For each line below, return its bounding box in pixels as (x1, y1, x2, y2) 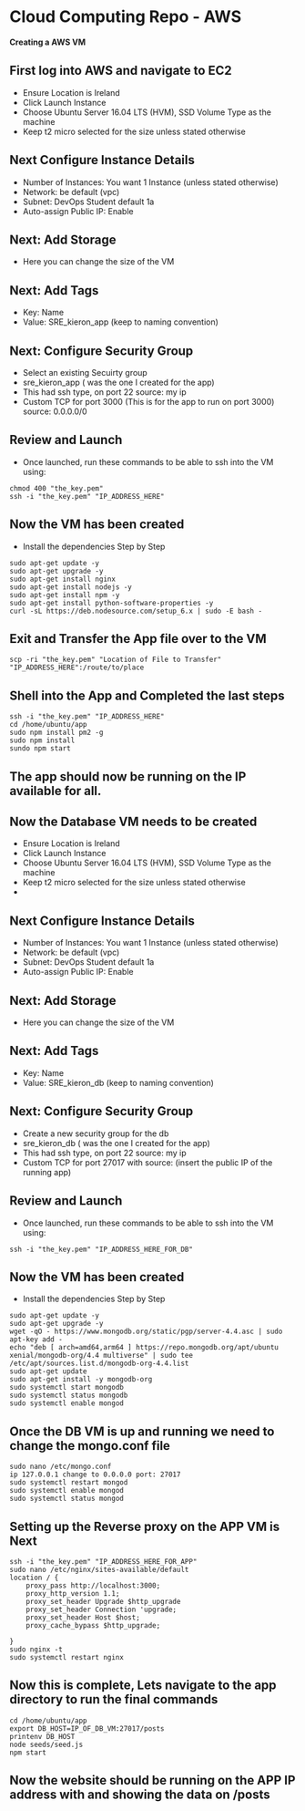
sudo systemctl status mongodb (9, 1391, 128, 1401)
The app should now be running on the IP (9, 769, 247, 784)
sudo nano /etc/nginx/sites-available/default (9, 1565, 189, 1574)
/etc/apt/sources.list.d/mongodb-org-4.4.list (9, 1359, 189, 1369)
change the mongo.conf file (9, 1438, 171, 1454)
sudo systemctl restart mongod (9, 1478, 128, 1487)
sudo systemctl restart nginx (9, 1652, 125, 1661)
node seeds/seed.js (9, 1740, 84, 1749)
